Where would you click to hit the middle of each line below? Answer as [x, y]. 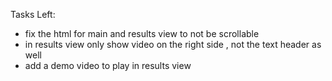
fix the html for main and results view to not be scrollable [142, 33]
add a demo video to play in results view [108, 65]
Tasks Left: [33, 14]
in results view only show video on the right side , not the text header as [173, 44]
